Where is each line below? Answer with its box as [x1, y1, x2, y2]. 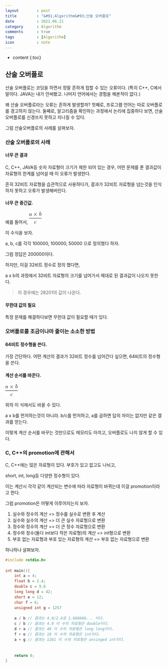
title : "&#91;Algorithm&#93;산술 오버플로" [5, 13, 111, 19]
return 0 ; [14, 653, 35, 658]
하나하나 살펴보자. [5, 547, 41, 553]
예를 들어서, [5, 219, 29, 225]
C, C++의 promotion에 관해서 [5, 450, 75, 457]
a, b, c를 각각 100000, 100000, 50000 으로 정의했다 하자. [5, 241, 120, 247]
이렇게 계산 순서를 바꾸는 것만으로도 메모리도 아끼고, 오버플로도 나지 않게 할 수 [5, 429, 158, 435]
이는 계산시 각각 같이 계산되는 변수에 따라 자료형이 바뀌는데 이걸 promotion [5, 483, 152, 489]
